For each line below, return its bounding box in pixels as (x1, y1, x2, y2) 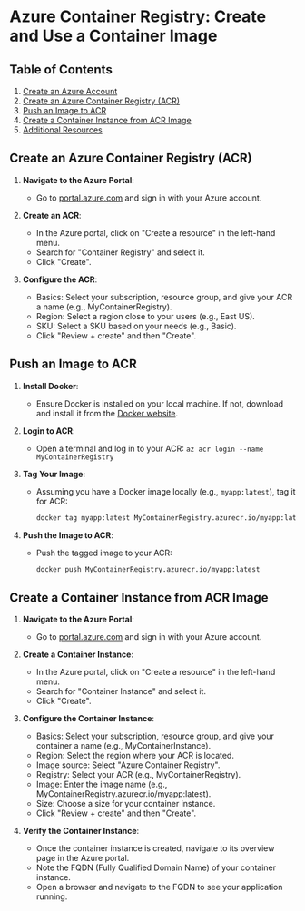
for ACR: (35, 495, 68, 506)
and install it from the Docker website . (35, 407, 179, 418)
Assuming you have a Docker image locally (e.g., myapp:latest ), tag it (35, 485, 296, 496)
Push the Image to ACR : (22, 529, 113, 541)
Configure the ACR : (22, 274, 98, 285)
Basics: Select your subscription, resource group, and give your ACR (35, 291, 293, 302)
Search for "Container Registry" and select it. (35, 247, 206, 258)
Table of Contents (9, 62, 113, 77)
